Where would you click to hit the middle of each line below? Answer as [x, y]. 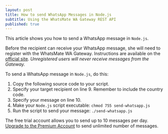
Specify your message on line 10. [47, 100]
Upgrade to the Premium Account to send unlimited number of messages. [82, 126]
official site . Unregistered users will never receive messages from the [77, 59]
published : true [22, 24]
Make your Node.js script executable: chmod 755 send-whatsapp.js [81, 105]
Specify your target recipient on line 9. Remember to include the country [88, 90]
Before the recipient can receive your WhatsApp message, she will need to [83, 48]
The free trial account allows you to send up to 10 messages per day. [77, 121]
